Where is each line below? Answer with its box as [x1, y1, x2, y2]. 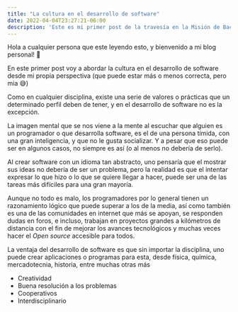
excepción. [7, 108, 40, 117]
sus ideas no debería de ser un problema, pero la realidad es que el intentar [7, 166, 228, 174]
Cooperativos [17, 289, 58, 298]
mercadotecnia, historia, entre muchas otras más [7, 260, 151, 269]
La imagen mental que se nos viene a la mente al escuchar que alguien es [7, 122, 223, 130]
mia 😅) [7, 79, 29, 88]
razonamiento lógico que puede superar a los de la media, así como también [7, 202, 231, 210]
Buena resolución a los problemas [17, 282, 117, 290]
